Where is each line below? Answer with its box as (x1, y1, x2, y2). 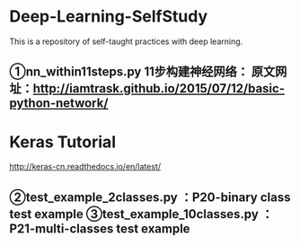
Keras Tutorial (9, 132, 117, 152)
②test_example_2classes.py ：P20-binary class (9, 189, 291, 205)
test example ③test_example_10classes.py (9, 206, 259, 222)
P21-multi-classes (9, 221, 114, 236)
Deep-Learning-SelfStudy (9, 6, 208, 27)
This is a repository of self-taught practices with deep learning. (9, 36, 243, 47)
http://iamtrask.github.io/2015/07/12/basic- (32, 81, 286, 96)
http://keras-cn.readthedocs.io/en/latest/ (9, 162, 162, 172)
